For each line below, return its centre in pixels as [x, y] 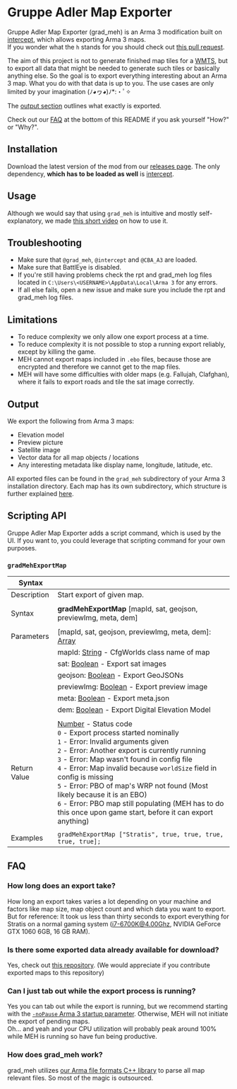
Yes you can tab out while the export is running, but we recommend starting [117, 1006]
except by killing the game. [57, 352]
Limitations [32, 319]
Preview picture [40, 442]
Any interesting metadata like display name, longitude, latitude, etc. [115, 465]
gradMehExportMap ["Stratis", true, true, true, [141, 835]
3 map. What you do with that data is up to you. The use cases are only [111, 83]
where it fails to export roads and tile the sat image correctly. [106, 382]
